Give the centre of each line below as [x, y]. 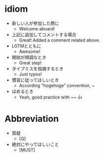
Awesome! [29, 51]
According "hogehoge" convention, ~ [57, 85]
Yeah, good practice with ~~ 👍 [51, 97]
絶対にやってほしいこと [35, 144]
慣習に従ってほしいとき [35, 80]
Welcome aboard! [37, 28]
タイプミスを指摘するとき [38, 68]
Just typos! [30, 74]
